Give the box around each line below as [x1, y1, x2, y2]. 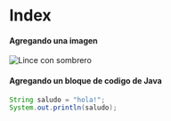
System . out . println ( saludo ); [9, 103, 118, 112]
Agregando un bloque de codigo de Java [9, 75, 162, 85]
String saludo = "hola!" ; [9, 95, 105, 104]
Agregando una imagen [9, 35, 98, 45]
